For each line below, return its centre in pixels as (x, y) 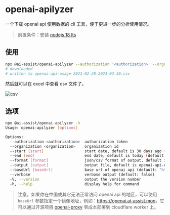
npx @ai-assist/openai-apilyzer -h (43, 123)
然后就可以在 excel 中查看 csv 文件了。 (46, 84)
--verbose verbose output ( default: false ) (82, 175)
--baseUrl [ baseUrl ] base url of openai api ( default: (83, 170)
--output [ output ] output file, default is (73, 165)
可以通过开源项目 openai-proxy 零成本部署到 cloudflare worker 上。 (88, 207)
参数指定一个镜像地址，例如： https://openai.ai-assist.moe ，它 (99, 200)
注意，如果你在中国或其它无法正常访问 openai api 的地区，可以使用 (88, 194)
